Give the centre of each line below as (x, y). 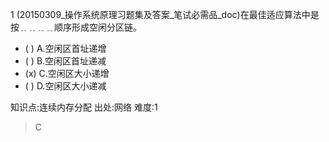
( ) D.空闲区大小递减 (65, 86)
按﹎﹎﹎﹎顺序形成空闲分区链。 (76, 27)
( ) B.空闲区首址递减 (65, 61)
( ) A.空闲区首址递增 (65, 48)
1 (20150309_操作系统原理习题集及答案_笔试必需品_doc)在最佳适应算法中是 (165, 14)
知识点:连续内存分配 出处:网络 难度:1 (84, 107)
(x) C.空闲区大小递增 (67, 73)
